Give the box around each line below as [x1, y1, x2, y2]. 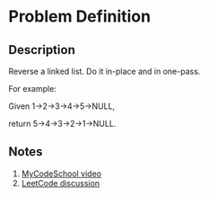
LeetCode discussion [21, 177, 100, 188]
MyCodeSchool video [21, 168, 102, 179]
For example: [8, 84, 57, 94]
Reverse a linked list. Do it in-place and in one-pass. [8, 66, 201, 76]
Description [8, 42, 75, 58]
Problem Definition [8, 6, 152, 27]
